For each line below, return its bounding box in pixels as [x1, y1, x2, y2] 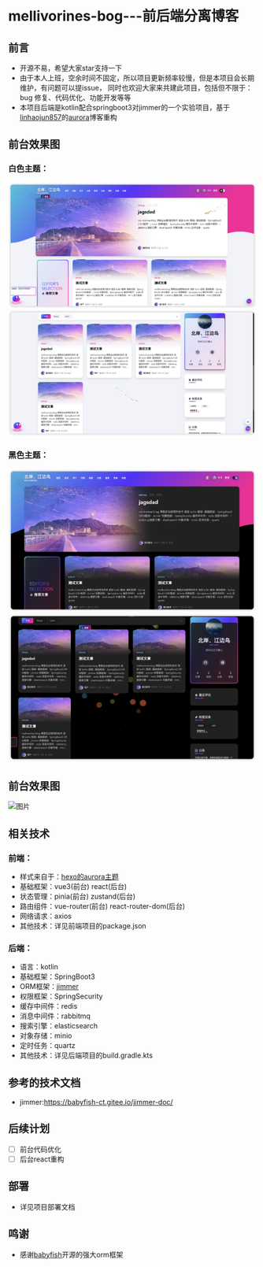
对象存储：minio [19, 1031, 72, 1040]
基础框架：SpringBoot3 [19, 972, 96, 981]
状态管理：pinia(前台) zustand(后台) [19, 891, 136, 901]
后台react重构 [19, 1154, 65, 1164]
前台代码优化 [19, 1144, 61, 1154]
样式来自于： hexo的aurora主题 [19, 872, 120, 881]
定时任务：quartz [19, 1041, 76, 1050]
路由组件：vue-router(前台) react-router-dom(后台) [19, 901, 186, 910]
